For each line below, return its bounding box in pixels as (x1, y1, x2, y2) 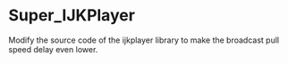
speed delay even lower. (8, 43, 98, 54)
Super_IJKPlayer (8, 5, 136, 26)
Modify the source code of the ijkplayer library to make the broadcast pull (8, 35, 279, 45)
